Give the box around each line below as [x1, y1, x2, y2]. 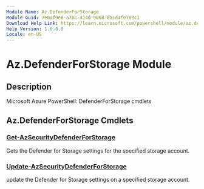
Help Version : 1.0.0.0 [6, 25, 64, 32]
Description [6, 81, 52, 91]
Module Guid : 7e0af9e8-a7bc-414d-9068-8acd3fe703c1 [6, 15, 140, 21]
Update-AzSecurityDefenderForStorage [6, 162, 127, 170]
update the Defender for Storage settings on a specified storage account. [6, 176, 190, 184]
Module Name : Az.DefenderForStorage [6, 8, 99, 15]
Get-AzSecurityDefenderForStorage [6, 133, 116, 142]
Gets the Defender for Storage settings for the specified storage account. [6, 147, 190, 154]
